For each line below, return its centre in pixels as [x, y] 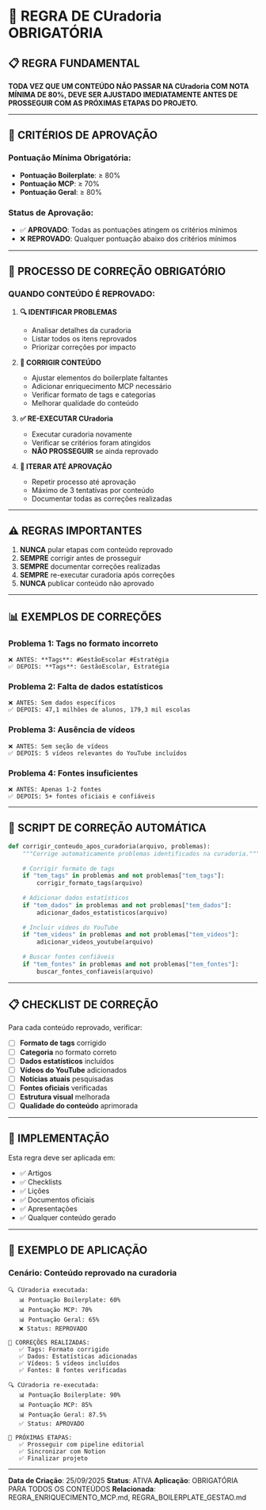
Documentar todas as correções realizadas [102, 498]
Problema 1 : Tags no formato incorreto [83, 643]
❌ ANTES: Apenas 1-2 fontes [55, 790]
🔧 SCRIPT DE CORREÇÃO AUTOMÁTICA [108, 828]
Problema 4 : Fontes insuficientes [73, 773]
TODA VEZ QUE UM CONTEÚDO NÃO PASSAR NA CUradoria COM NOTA [129, 86]
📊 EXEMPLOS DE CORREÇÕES [85, 617]
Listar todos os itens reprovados [84, 338]
